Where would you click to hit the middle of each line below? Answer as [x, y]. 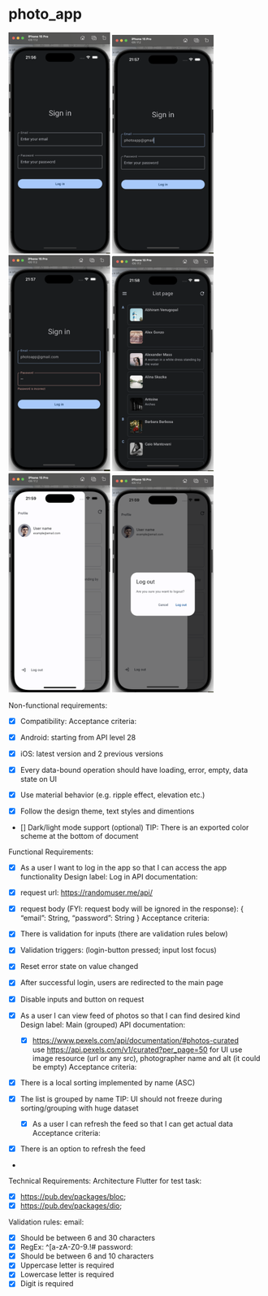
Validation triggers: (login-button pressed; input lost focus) [118, 950]
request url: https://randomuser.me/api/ [86, 892]
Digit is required [47, 1284]
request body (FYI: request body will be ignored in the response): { [132, 909]
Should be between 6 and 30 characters [88, 1238]
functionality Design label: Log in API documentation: [109, 877]
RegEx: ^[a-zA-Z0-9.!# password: [76, 1247]
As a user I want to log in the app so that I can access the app [123, 868]
